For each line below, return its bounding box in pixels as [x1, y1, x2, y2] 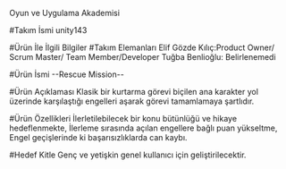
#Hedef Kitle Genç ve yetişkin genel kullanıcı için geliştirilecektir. [9, 149, 247, 160]
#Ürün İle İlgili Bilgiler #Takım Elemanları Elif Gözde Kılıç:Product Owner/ [9, 42, 275, 53]
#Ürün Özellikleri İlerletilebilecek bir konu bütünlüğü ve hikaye [9, 114, 238, 123]
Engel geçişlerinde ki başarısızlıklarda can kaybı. [9, 132, 188, 142]
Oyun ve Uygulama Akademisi [9, 8, 121, 18]
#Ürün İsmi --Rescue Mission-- [9, 69, 125, 80]
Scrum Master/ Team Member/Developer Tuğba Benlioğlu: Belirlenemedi [9, 52, 276, 62]
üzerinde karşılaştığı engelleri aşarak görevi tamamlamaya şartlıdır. [9, 96, 255, 106]
